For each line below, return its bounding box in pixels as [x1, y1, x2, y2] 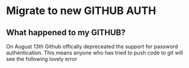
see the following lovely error [6, 56, 78, 62]
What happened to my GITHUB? [6, 28, 126, 38]
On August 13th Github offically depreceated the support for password [6, 43, 178, 50]
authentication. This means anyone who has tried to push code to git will [6, 49, 184, 56]
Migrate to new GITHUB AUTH [6, 4, 156, 18]
